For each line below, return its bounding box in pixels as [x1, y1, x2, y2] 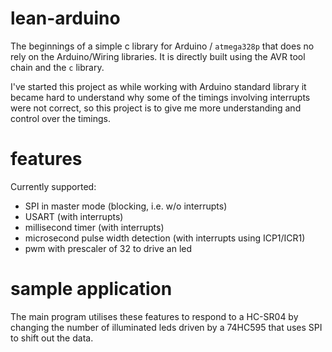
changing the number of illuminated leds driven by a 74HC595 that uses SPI [10, 321, 323, 333]
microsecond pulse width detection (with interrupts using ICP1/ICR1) [24, 232, 306, 244]
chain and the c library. [10, 61, 105, 73]
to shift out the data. [10, 332, 94, 344]
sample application [10, 278, 173, 301]
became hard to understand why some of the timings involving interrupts [10, 91, 311, 103]
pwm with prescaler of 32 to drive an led [24, 242, 193, 254]
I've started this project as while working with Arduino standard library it [10, 80, 307, 92]
